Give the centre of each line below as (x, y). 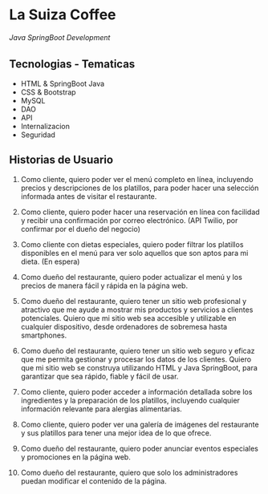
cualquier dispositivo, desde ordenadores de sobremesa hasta (124, 326)
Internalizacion (45, 126)
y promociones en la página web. (75, 457)
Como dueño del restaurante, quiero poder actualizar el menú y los (132, 277)
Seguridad (38, 135)
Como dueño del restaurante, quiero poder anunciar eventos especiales (140, 448)
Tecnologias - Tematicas (72, 65)
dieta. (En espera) (50, 261)
